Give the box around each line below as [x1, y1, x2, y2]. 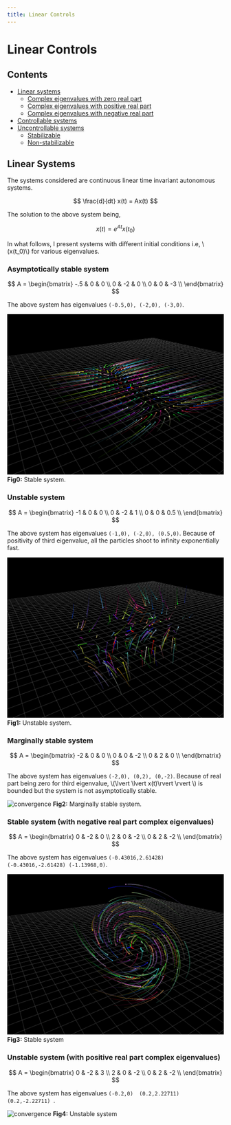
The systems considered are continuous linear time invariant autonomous [7, 176, 215, 185]
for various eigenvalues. [31, 247, 100, 255]
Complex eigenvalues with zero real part [27, 94, 142, 102]
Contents [7, 69, 48, 80]
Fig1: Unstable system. [7, 719, 72, 727]
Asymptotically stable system [7, 264, 109, 274]
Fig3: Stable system [7, 1036, 64, 1044]
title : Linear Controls [7, 11, 76, 18]
